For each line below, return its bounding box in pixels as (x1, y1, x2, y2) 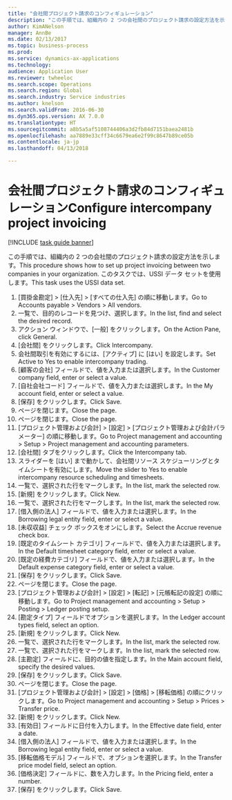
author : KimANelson (8, 23, 64, 30)
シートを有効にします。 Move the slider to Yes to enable (30, 465, 188, 473)
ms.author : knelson (8, 100, 64, 107)
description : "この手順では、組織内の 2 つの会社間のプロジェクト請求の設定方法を (8, 17, 220, 23)
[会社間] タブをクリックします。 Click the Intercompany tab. (17, 448, 187, 456)
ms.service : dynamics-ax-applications (8, 55, 119, 62)
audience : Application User (8, 68, 89, 75)
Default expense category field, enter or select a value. (17, 562, 175, 571)
